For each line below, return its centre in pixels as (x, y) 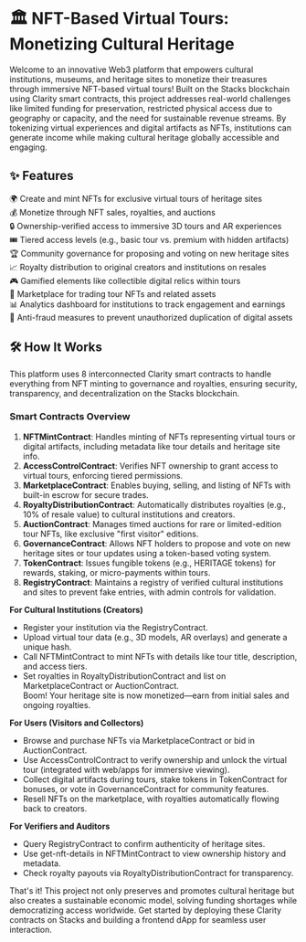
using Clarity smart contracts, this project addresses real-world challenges (150, 99)
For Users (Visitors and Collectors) (77, 723)
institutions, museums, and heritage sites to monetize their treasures (138, 79)
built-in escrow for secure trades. (85, 494)
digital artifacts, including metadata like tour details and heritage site (151, 446)
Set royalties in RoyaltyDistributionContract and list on (124, 676)
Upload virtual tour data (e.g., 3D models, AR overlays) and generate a (155, 637)
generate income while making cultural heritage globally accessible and (145, 137)
